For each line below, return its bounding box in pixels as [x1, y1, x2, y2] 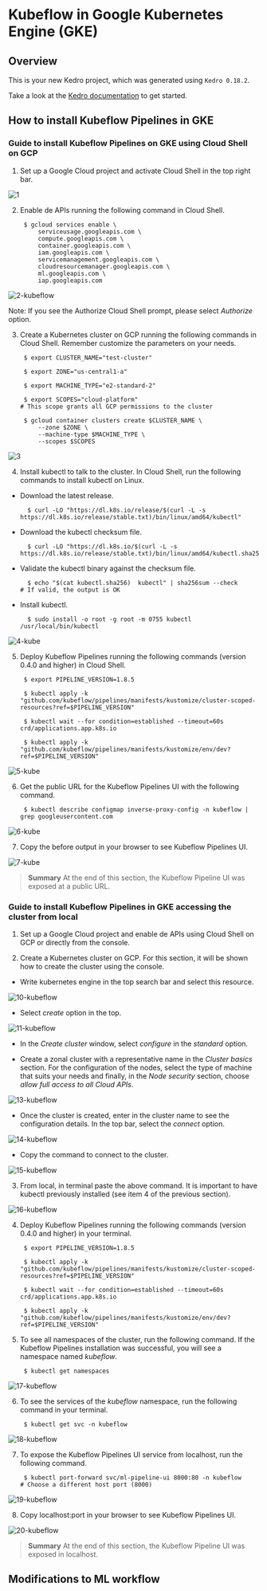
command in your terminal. [19, 1404, 108, 1414]
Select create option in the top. [19, 1008, 122, 1017]
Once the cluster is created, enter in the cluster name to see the [19, 1110, 230, 1120]
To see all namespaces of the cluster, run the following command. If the [19, 1334, 255, 1344]
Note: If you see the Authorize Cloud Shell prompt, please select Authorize [8, 305, 253, 316]
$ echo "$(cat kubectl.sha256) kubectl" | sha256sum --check [27, 579, 238, 587]
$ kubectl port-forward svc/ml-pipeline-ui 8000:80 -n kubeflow [23, 1473, 241, 1482]
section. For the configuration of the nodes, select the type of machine [19, 1063, 253, 1072]
